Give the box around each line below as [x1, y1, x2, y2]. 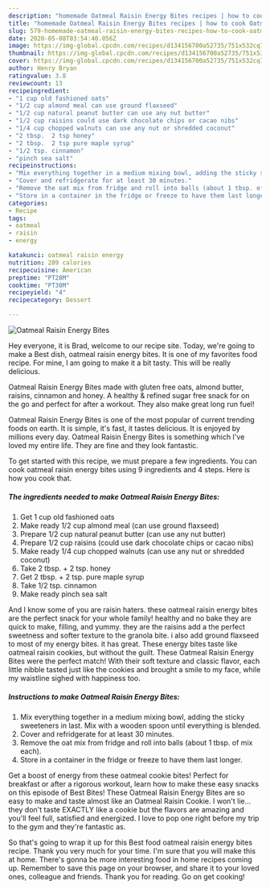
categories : [8, 199, 48, 207]
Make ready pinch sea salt [19, 589, 108, 599]
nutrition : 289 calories [8, 259, 92, 267]
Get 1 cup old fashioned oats [19, 512, 115, 521]
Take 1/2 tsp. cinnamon [19, 580, 97, 590]
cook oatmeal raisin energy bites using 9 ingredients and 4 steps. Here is [8, 465, 251, 474]
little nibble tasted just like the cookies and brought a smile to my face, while [8, 664, 261, 674]
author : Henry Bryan [8, 64, 78, 73]
